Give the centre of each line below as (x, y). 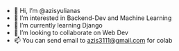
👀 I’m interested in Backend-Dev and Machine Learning (93, 18)
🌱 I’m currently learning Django (58, 25)
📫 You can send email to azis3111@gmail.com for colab (93, 40)
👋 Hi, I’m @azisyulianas (47, 11)
